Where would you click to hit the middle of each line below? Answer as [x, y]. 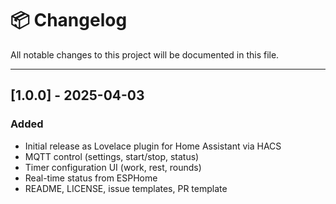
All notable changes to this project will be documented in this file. [145, 54]
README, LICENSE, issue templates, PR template [126, 188]
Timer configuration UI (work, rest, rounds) [113, 167]
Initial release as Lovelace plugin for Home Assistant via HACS [153, 146]
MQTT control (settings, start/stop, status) [112, 156]
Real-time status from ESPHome [91, 178]
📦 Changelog [69, 20]
